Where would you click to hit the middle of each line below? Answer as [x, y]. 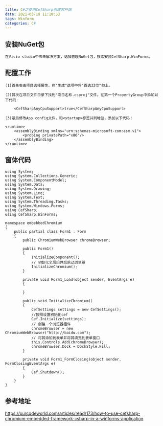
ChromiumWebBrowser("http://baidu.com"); [48, 333]
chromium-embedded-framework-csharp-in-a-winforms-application [74, 418]
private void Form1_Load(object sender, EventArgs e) [79, 279]
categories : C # [21, 23]
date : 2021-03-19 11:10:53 [33, 14]
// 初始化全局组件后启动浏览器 [58, 262]
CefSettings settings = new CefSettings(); [76, 309]
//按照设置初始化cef [49, 314]
